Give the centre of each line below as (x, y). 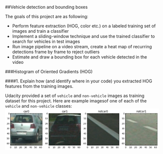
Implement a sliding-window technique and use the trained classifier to (83, 36)
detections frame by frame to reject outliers (56, 52)
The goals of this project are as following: (47, 16)
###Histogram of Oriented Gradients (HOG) (49, 72)
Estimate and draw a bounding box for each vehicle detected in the (80, 57)
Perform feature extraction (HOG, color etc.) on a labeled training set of (84, 26)
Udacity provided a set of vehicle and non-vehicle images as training (75, 96)
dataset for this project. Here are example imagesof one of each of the (76, 101)
